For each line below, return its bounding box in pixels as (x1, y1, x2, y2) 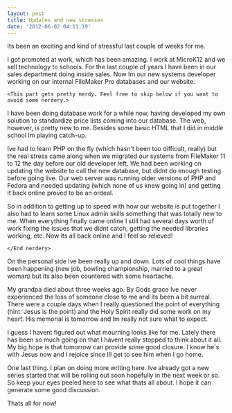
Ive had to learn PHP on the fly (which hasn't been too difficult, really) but (7, 145, 217, 153)
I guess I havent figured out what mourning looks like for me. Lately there (7, 328, 216, 337)
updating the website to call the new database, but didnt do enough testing (7, 167, 222, 175)
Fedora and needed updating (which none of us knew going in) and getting (7, 182, 221, 190)
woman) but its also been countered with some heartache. (7, 272, 174, 281)
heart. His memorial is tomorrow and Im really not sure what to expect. (7, 315, 208, 323)
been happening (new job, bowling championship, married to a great (7, 265, 203, 273)
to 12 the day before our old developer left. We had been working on (7, 159, 202, 168)
